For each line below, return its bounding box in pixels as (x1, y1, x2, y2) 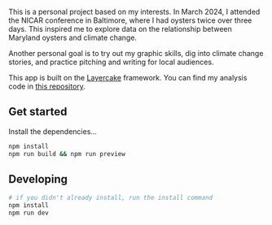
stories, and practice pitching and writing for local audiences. (8, 57, 214, 67)
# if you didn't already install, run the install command (8, 194, 213, 202)
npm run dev (8, 209, 49, 218)
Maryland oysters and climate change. (8, 32, 137, 42)
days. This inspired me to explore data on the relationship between (8, 24, 232, 33)
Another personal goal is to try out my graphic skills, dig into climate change (8, 49, 264, 58)
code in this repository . (8, 81, 86, 91)
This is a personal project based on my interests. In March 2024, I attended (8, 7, 261, 16)
